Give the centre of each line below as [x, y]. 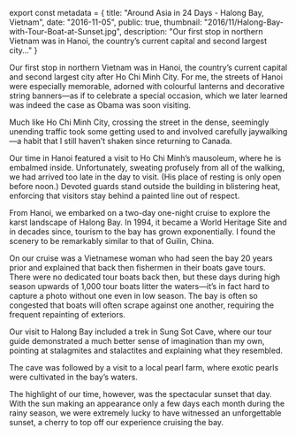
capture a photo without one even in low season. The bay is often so [134, 296]
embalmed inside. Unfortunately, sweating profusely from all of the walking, [147, 168]
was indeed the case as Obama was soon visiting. [100, 105]
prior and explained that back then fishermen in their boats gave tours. [138, 268]
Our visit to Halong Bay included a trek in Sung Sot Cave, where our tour [140, 332]
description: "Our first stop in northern [193, 31]
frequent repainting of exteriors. [68, 314]
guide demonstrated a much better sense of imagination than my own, [137, 341]
